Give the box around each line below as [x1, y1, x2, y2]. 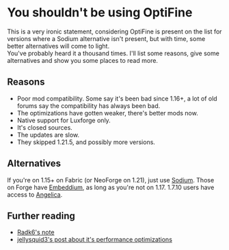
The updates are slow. [16, 130, 80, 139]
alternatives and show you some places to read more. [7, 56, 159, 64]
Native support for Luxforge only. [16, 116, 111, 124]
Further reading [7, 210, 75, 221]
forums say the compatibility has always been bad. [16, 101, 161, 110]
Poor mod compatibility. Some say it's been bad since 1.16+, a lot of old [16, 94, 217, 102]
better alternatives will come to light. [7, 42, 110, 50]
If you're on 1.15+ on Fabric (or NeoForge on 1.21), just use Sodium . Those [7, 176, 215, 184]
